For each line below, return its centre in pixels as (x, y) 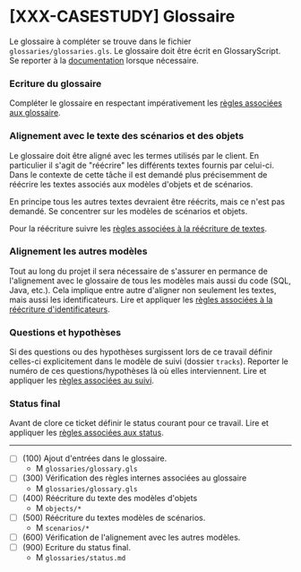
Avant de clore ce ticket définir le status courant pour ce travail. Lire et (139, 423)
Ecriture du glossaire (56, 83)
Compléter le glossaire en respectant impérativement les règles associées (146, 103)
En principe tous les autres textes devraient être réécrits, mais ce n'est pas (147, 201)
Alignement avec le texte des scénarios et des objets (127, 136)
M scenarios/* (62, 527)
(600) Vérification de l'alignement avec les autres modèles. (131, 537)
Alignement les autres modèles (78, 251)
